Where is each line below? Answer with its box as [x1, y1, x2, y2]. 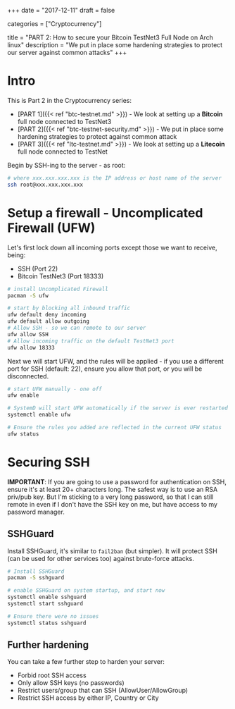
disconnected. [7, 371, 49, 380]
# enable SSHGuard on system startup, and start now [7, 587, 165, 594]
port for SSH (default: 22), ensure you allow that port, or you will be [7, 364, 203, 373]
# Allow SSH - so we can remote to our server [7, 324, 146, 331]
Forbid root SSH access [17, 671, 87, 679]
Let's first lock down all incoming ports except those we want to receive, [7, 243, 217, 252]
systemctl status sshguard [7, 619, 87, 627]
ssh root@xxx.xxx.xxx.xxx [7, 181, 83, 188]
